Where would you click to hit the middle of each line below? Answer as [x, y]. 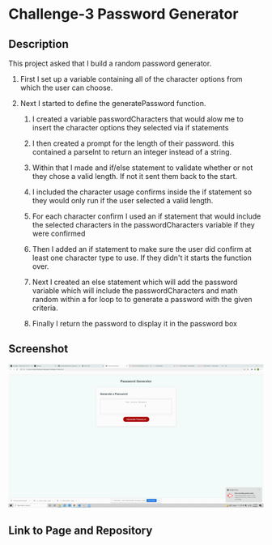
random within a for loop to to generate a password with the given [142, 299]
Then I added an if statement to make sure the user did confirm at [142, 249]
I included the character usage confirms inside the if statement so [142, 192]
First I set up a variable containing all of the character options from [131, 79]
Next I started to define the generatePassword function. [113, 103]
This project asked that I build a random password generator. [110, 63]
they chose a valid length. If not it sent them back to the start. [134, 176]
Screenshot [38, 349]
